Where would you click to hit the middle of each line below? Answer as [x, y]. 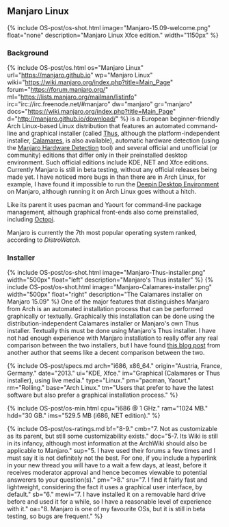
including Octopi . [31, 219]
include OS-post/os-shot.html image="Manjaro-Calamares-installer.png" [109, 287]
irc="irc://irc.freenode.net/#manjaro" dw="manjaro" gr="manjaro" [100, 104]
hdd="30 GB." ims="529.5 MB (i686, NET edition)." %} [84, 416]
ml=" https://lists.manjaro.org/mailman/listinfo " [72, 97]
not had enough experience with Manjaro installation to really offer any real [113, 338]
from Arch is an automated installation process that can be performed [105, 309]
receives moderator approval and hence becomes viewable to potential [107, 473]
